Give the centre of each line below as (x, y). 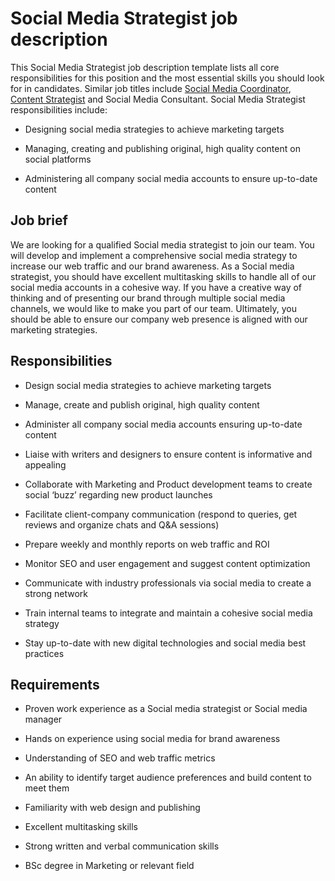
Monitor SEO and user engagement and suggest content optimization (167, 563)
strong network (56, 593)
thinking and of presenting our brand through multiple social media (148, 298)
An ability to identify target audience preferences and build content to (168, 778)
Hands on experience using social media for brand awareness (152, 739)
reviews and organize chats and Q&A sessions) (122, 524)
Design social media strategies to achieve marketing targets (148, 385)
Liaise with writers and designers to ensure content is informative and (168, 454)
